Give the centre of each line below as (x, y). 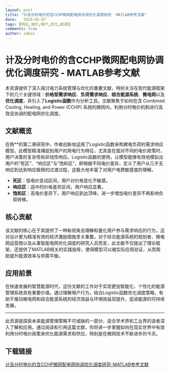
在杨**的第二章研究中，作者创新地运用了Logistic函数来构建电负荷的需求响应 (84, 144)
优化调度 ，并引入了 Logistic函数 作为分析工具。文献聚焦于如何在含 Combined (85, 101)
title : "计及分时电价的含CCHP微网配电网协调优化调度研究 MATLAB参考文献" (76, 15)
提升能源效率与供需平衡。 (36, 256)
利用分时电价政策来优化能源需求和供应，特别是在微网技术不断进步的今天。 (83, 334)
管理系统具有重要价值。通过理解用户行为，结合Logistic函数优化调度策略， (82, 293)
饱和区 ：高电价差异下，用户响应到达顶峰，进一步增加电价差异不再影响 (86, 193)
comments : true (21, 29)
